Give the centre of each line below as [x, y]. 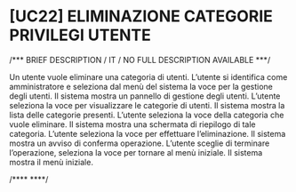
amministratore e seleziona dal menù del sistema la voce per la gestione [141, 86]
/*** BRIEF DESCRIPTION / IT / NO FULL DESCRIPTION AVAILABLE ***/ [140, 60]
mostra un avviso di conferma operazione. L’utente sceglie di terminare [140, 143]
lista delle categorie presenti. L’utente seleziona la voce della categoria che [147, 115]
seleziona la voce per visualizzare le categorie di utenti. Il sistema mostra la [147, 105]
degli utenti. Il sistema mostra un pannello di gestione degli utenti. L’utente [145, 96]
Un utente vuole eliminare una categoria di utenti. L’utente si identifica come [148, 76]
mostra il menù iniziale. [51, 162]
